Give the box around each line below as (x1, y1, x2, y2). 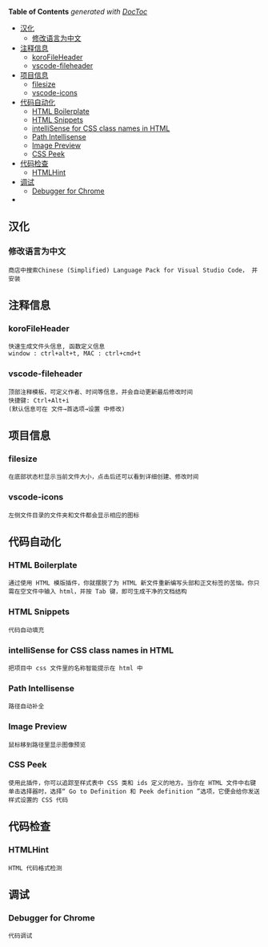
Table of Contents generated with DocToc (8, 7, 148, 16)
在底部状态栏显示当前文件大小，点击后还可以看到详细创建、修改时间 (8, 473, 199, 481)
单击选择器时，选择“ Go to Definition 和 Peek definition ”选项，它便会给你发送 (8, 787, 260, 795)
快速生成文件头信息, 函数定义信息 (8, 342, 106, 351)
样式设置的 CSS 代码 (8, 795, 69, 804)
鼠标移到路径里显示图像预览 (8, 741, 86, 749)
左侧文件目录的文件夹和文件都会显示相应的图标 (8, 511, 140, 520)
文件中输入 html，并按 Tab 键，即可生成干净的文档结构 (26, 588, 187, 596)
